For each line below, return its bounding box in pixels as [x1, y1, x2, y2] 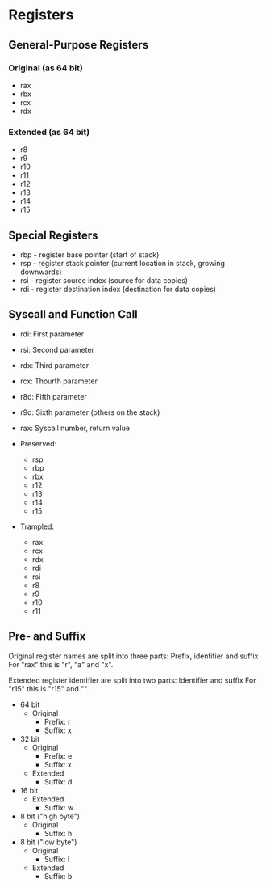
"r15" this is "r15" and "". [8, 683, 89, 693]
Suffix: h [44, 828, 73, 838]
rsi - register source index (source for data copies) [19, 275, 188, 285]
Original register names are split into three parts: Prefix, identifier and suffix [8, 651, 259, 661]
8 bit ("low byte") [19, 837, 77, 847]
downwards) [19, 267, 62, 277]
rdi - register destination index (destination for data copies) [19, 284, 216, 294]
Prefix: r [44, 717, 71, 726]
